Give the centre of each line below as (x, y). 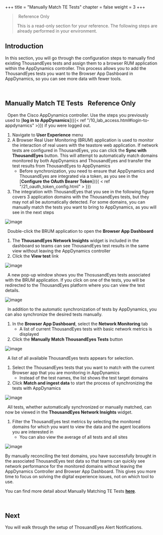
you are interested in (33, 431)
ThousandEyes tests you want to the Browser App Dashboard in (69, 73)
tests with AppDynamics (36, 388)
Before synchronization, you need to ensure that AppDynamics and (87, 171)
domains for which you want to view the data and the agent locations (81, 427)
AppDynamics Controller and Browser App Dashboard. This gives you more (81, 471)
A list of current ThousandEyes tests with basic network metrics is (86, 329)
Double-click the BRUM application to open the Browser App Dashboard (80, 231)
